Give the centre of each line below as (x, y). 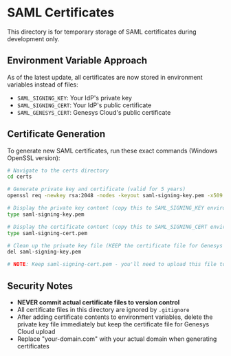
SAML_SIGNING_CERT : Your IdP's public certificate (84, 105)
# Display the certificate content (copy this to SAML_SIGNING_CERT (107, 227)
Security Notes (40, 286)
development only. (33, 38)
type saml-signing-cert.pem (47, 233)
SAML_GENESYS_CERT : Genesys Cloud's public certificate (94, 112)
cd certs (20, 177)
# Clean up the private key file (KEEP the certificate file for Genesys (115, 245)
